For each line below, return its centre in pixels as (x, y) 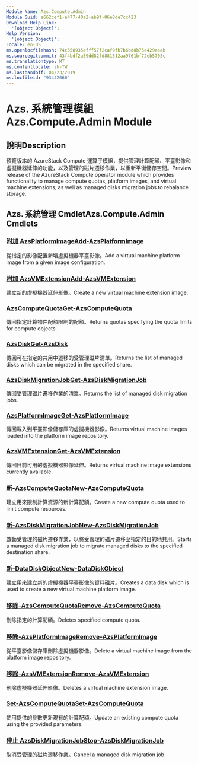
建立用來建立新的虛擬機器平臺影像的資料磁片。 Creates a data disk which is (98, 582)
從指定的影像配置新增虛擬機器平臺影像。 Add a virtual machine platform (93, 255)
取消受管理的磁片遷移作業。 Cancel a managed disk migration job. (86, 755)
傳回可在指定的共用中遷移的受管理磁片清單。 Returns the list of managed (94, 358)
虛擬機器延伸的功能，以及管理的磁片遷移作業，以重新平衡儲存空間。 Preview (99, 168)
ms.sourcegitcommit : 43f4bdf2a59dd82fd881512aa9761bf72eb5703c (86, 56)
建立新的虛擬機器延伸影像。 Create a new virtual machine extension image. (97, 293)
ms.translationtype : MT (36, 61)
